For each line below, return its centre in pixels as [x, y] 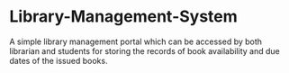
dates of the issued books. [59, 60]
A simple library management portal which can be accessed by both [136, 41]
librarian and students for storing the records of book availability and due [145, 50]
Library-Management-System [124, 17]
